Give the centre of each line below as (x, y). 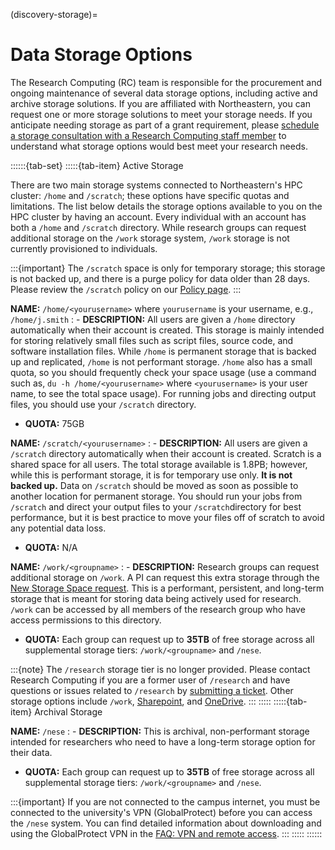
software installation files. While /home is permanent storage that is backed (163, 351)
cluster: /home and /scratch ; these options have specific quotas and (150, 195)
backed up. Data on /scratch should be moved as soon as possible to (154, 485)
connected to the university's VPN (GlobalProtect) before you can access (161, 812)
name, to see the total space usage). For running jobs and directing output (163, 393)
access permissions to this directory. (86, 620)
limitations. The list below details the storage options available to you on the (166, 206)
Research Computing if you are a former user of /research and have (150, 680)
